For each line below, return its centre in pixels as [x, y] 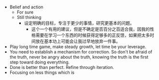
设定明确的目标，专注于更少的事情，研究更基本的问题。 [79, 23]
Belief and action [26, 7]
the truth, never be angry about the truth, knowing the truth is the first [79, 57]
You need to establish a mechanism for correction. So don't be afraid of [81, 52]
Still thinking [29, 17]
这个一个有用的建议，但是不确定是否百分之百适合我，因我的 [91, 29]
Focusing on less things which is [42, 72]
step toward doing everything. [40, 62]
